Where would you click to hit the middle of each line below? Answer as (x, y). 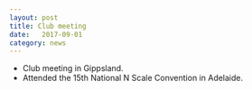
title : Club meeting (48, 26)
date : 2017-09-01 (46, 34)
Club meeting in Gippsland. (73, 68)
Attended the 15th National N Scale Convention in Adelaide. (133, 78)
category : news (38, 43)
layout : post (34, 18)
